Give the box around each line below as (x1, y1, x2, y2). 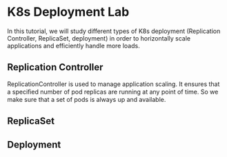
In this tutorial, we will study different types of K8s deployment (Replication (7, 27, 221, 35)
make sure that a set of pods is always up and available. (7, 95, 166, 103)
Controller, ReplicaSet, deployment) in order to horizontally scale (7, 34, 191, 42)
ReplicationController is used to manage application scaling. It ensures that (7, 80, 220, 88)
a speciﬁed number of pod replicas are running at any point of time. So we (7, 87, 219, 96)
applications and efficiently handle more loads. (7, 41, 140, 50)
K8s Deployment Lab (7, 4, 130, 20)
